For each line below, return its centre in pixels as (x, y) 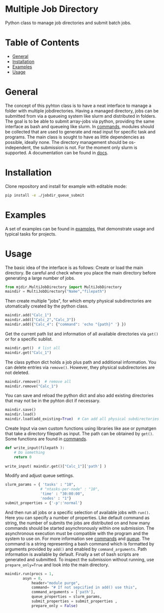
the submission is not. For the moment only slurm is (85, 147)
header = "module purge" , (55, 583)
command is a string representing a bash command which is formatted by (80, 544)
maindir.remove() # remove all (38, 381)
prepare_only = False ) (55, 606)
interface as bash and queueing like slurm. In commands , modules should (80, 126)
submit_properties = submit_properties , (74, 601)
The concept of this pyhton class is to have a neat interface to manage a (78, 105)
